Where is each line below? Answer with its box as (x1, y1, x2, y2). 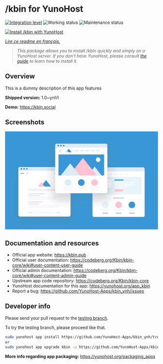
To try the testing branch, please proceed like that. (5, 325, 106, 330)
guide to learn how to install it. (16, 58, 78, 64)
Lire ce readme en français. (5, 38, 61, 44)
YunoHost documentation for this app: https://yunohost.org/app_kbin (12, 283, 150, 289)
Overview (5, 72, 35, 81)
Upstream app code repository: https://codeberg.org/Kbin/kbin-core (12, 277, 149, 283)
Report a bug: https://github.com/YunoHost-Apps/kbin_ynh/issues (12, 288, 145, 294)
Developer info (5, 302, 51, 310)
